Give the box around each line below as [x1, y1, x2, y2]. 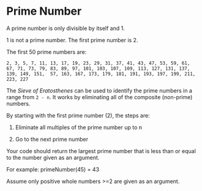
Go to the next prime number [15, 135, 89, 143]
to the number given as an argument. [6, 154, 100, 161]
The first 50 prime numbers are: [6, 48, 87, 56]
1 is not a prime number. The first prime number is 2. [6, 36, 138, 43]
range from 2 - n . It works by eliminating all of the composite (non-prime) [6, 93, 193, 100]
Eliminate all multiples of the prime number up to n [15, 124, 143, 131]
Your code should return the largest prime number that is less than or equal [6, 147, 196, 154]
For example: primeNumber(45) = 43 [6, 165, 100, 173]
